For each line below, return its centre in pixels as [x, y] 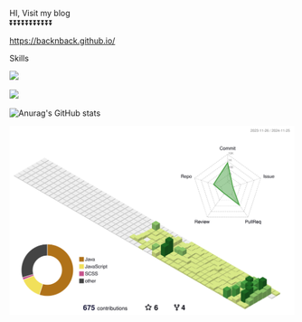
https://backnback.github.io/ [62, 41]
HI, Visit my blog [40, 13]
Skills [19, 58]
